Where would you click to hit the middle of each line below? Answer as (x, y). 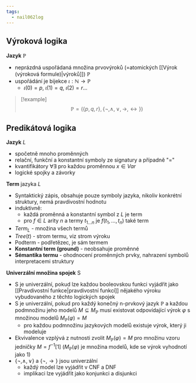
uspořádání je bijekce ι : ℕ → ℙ (53, 81)
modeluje (35, 331)
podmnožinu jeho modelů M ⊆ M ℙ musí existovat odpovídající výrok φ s (102, 310)
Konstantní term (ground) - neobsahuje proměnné (77, 249)
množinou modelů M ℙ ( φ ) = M (51, 318)
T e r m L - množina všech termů (51, 229)
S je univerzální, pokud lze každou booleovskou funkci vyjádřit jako (97, 284)
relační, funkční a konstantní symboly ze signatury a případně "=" (94, 160)
